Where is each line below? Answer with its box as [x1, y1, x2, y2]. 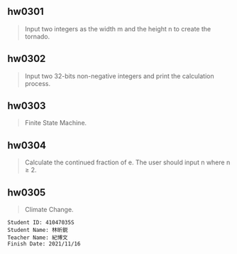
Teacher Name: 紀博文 [7, 234, 68, 241]
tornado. [24, 32, 50, 41]
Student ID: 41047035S [7, 219, 75, 226]
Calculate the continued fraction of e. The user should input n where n [24, 158, 231, 166]
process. [24, 79, 51, 88]
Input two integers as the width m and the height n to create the [24, 24, 211, 33]
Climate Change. [24, 206, 74, 214]
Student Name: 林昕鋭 [7, 227, 68, 234]
